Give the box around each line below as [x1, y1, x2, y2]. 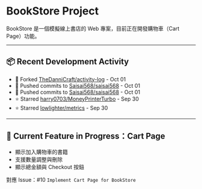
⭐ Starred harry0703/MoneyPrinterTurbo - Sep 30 [14, 95, 139, 102]
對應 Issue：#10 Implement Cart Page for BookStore [6, 176, 136, 183]
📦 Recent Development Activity [6, 57, 129, 67]
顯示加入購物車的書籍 [14, 148, 68, 155]
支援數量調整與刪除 [14, 155, 63, 163]
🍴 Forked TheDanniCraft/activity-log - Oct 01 [14, 75, 126, 82]
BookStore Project [6, 4, 99, 18]
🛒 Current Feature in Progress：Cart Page [6, 131, 165, 141]
